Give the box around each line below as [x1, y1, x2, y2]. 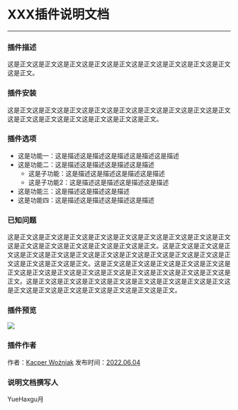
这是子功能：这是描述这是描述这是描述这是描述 [28, 169, 165, 177]
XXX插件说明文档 [7, 6, 110, 23]
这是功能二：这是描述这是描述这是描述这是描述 [17, 160, 154, 169]
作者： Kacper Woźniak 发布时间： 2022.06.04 [7, 358, 141, 366]
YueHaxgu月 [7, 395, 44, 404]
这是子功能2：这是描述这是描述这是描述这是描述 [28, 178, 169, 187]
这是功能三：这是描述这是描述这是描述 [17, 187, 130, 195]
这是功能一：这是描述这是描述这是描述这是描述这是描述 [17, 151, 179, 160]
